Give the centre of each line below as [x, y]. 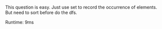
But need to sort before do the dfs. [41, 12]
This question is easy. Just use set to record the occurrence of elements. [81, 7]
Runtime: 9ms [20, 22]
